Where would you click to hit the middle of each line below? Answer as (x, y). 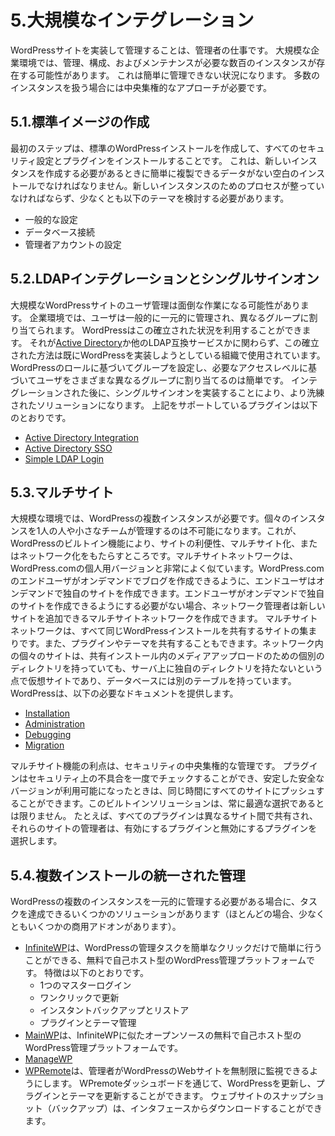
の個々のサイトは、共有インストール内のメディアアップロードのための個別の (167, 656)
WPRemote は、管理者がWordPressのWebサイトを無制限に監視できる (167, 1071)
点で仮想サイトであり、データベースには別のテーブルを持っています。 (153, 681)
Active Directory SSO (68, 448)
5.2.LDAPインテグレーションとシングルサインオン (165, 279)
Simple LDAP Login (64, 458)
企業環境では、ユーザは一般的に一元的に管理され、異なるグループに (169, 317)
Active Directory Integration (81, 437)
